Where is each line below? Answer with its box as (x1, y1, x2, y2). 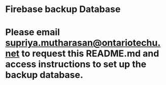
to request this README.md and (21, 48, 159, 59)
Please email (5, 27, 60, 38)
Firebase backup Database (5, 4, 121, 15)
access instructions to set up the (5, 59, 147, 70)
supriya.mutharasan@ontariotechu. (5, 37, 161, 49)
